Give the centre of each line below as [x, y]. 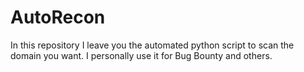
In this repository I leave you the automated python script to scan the [152, 45]
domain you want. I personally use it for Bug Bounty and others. [141, 55]
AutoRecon [58, 17]
